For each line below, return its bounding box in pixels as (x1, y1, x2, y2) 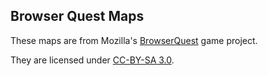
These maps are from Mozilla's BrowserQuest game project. (10, 34, 258, 46)
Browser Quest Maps (10, 8, 145, 25)
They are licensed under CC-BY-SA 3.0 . (10, 54, 175, 66)
